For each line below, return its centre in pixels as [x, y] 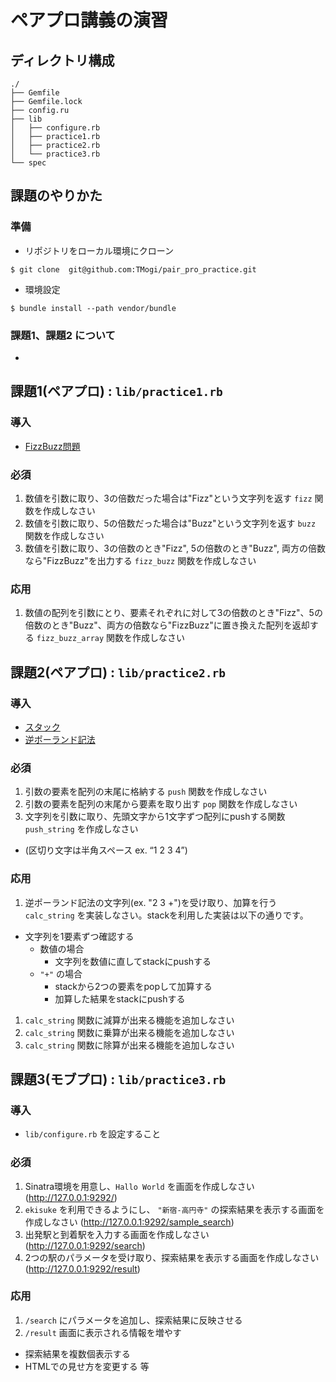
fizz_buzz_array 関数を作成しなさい [111, 638]
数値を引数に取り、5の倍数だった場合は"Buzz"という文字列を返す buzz [170, 523]
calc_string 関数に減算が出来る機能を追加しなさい [129, 1020]
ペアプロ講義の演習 [89, 20]
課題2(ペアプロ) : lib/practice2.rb [118, 672]
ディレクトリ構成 [62, 60]
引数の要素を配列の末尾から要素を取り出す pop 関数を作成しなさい [161, 804]
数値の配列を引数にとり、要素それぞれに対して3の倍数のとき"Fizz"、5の [173, 613]
